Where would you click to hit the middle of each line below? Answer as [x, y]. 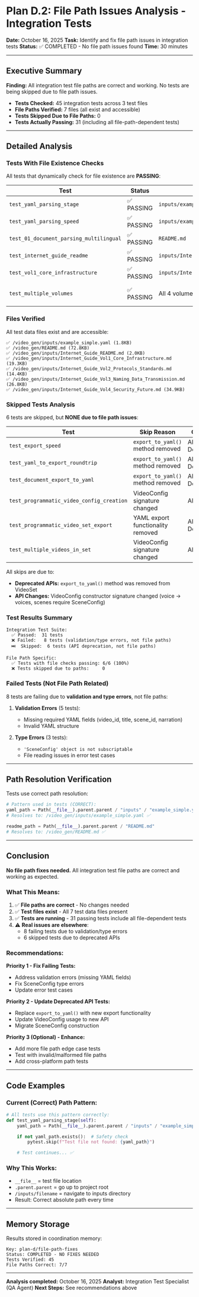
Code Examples [36, 1085]
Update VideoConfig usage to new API [62, 1020]
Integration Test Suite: [37, 630]
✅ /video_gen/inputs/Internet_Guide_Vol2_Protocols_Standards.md [89, 369]
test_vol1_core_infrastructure [53, 273]
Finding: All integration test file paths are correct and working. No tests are [98, 85]
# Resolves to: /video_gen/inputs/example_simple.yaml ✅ [78, 816]
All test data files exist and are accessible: [57, 332]
